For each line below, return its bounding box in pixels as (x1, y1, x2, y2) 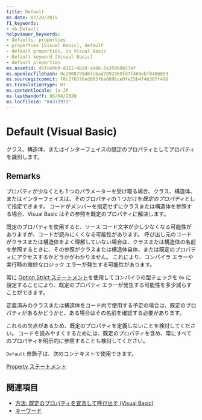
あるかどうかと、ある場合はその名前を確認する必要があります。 (27, 309, 185, 317)
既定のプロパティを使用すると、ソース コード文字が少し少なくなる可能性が (6, 223, 192, 230)
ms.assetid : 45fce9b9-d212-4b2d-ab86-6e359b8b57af (6, 65, 136, 71)
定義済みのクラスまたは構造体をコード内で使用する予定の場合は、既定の (6, 302, 186, 309)
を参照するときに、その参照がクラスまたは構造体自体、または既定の (6, 246, 175, 253)
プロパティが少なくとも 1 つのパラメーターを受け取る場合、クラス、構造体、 (6, 188, 196, 195)
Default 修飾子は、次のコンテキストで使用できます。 (6, 350, 137, 357)
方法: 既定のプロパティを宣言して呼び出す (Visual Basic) (14, 399, 154, 407)
